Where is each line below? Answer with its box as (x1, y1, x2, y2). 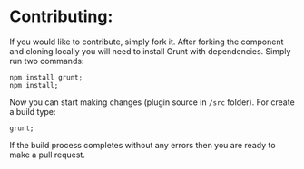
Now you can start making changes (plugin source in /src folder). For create (9, 97, 295, 108)
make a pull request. (9, 149, 86, 160)
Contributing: (9, 6, 113, 27)
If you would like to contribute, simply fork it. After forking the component (9, 36, 284, 47)
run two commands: (9, 55, 84, 66)
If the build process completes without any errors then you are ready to (9, 139, 276, 150)
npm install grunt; (9, 72, 83, 82)
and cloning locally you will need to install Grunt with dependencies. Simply (9, 45, 291, 56)
